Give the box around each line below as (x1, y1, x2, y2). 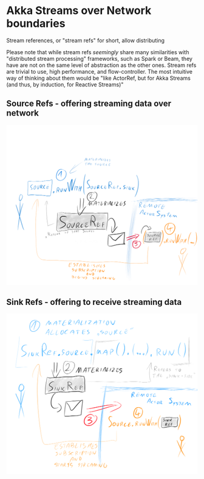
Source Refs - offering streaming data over (6, 99, 172, 109)
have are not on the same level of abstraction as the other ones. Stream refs (6, 61, 197, 69)
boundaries (6, 16, 66, 30)
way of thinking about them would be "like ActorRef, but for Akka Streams (6, 74, 191, 82)
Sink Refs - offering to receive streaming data (6, 296, 182, 307)
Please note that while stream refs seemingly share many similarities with (6, 48, 189, 55)
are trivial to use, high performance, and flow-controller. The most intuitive (6, 68, 193, 75)
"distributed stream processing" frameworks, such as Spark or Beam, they (6, 55, 193, 62)
